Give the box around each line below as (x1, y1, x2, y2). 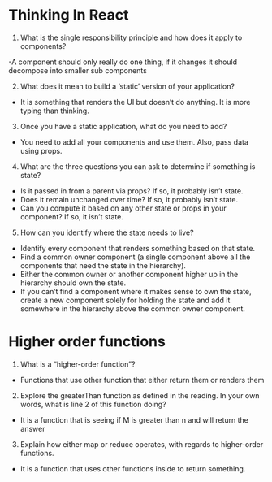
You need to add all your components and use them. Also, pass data (19, 137, 249, 147)
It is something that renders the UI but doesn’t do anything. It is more (19, 97, 251, 106)
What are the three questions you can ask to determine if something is (19, 161, 256, 172)
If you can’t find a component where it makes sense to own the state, (19, 286, 252, 296)
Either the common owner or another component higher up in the (19, 269, 239, 279)
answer (19, 423, 45, 433)
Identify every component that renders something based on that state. (19, 243, 256, 253)
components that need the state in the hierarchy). (19, 260, 187, 270)
